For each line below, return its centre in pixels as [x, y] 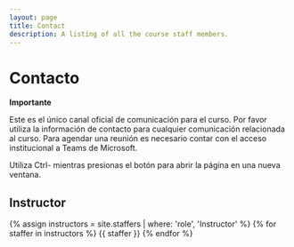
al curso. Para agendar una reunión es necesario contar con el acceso [138, 139]
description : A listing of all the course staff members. [119, 34]
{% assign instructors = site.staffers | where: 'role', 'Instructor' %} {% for [143, 224]
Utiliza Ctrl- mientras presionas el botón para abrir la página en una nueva [145, 165]
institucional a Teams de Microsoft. [73, 148]
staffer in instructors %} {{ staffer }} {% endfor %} [101, 234]
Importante [30, 102]
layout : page [33, 17]
